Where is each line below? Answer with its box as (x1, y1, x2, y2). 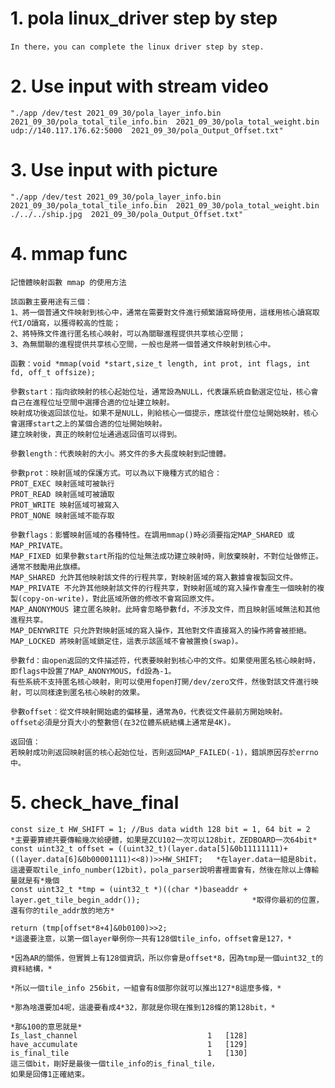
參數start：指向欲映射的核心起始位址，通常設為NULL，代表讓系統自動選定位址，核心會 (10, 387, 319, 397)
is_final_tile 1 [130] (10, 1048, 248, 1058)
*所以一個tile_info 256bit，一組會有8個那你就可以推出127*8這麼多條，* (10, 983, 282, 993)
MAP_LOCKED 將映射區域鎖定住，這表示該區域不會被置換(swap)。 (10, 636, 243, 646)
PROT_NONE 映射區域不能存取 (10, 510, 115, 521)
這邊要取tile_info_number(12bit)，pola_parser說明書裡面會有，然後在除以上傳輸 (10, 865, 320, 875)
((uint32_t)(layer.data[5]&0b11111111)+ (117, 843, 288, 854)
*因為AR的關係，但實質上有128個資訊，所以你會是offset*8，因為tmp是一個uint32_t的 (10, 953, 324, 963)
